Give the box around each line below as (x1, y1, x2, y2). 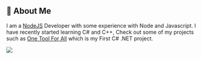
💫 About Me (6, 6, 51, 16)
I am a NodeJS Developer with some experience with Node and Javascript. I (6, 22, 197, 29)
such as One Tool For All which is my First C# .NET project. (6, 34, 153, 42)
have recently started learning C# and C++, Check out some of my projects (6, 28, 194, 36)
